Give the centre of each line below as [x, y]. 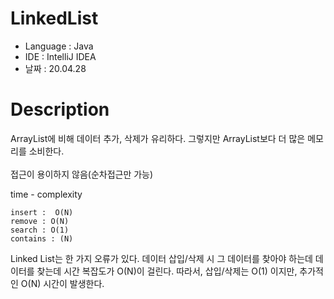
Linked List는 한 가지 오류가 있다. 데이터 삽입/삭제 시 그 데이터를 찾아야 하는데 [161, 258]
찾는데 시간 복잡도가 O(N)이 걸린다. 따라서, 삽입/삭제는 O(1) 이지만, [167, 271]
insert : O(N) [42, 212]
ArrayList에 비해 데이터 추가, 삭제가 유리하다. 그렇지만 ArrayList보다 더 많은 [158, 138]
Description [60, 109]
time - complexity [46, 194]
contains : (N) [42, 238]
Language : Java [59, 46]
